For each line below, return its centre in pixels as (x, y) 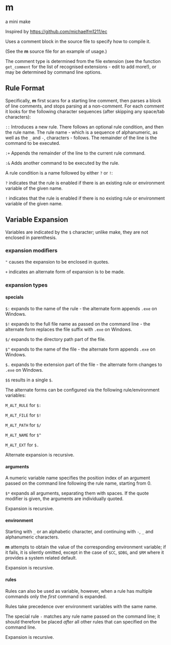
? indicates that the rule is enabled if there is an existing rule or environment (85, 183)
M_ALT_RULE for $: (23, 405)
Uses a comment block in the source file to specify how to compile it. (78, 41)
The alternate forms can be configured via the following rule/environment (82, 390)
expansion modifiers (31, 251)
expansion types (27, 285)
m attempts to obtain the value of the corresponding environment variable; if (86, 547)
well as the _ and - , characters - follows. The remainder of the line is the (81, 138)
